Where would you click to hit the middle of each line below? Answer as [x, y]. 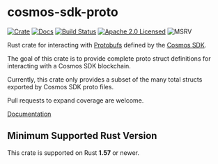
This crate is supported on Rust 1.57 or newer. [73, 152]
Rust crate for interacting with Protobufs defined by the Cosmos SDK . [107, 45]
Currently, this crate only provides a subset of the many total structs [105, 79]
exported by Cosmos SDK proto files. [60, 87]
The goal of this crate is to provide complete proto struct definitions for [109, 58]
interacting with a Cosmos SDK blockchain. [69, 66]
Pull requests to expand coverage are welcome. [76, 100]
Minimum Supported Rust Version [82, 136]
